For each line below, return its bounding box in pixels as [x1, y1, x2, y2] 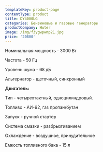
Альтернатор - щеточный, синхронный [5, 76, 85, 82]
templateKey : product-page [5, 7, 59, 12]
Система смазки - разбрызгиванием [5, 123, 81, 129]
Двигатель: [5, 85, 29, 91]
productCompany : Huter [5, 25, 51, 30]
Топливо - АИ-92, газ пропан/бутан [5, 104, 78, 110]
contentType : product [5, 12, 49, 17]
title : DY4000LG [5, 16, 38, 21]
